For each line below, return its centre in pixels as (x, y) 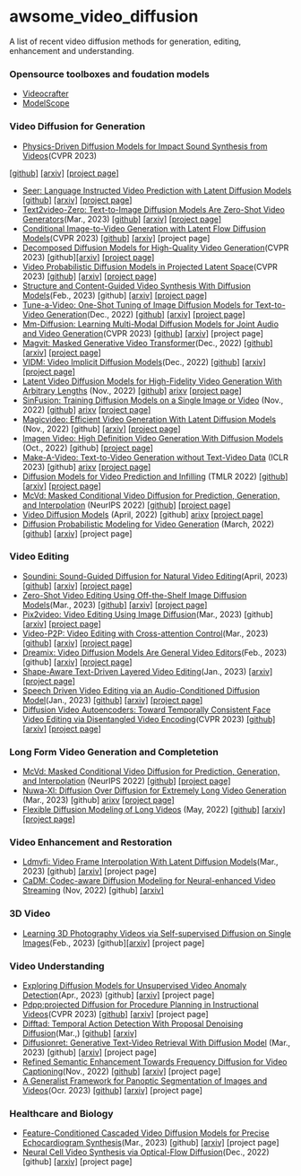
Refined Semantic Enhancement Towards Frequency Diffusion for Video (155, 1062)
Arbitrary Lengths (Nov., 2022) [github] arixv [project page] (132, 390)
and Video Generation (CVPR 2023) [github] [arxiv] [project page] (143, 333)
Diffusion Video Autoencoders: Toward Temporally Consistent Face (146, 710)
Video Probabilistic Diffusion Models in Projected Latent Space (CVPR (150, 266)
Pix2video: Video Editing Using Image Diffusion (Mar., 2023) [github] (147, 614)
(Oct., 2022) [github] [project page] (88, 448)
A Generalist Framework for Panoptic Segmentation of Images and (145, 1081)
